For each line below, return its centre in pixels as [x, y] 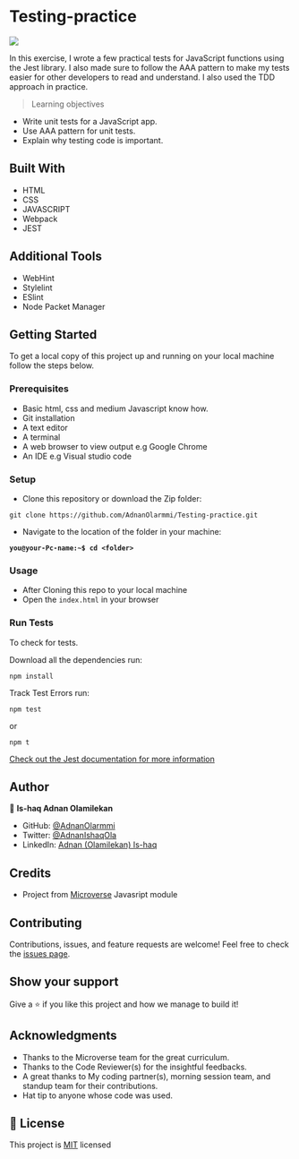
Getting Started [53, 335]
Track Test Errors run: [49, 692]
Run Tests [31, 622]
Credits [30, 873]
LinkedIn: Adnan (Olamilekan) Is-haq [90, 845]
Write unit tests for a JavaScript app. [90, 121]
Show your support [64, 982]
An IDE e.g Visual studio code [77, 456]
